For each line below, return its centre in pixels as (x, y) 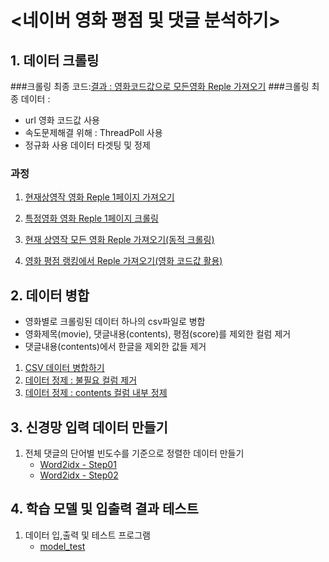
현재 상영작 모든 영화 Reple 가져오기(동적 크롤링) (119, 240)
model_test (62, 546)
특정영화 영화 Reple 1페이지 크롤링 (91, 218)
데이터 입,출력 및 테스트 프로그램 (87, 535)
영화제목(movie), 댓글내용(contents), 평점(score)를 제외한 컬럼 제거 (158, 334)
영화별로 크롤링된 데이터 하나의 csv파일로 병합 (115, 322)
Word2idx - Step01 (78, 464)
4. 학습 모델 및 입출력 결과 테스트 (104, 509)
